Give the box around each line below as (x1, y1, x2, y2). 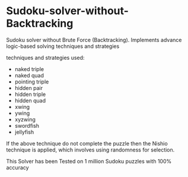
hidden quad (14, 96, 46, 104)
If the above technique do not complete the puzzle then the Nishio (6, 140, 168, 147)
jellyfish (14, 128, 34, 136)
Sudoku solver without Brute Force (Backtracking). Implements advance (6, 36, 182, 43)
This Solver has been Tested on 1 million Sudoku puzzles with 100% (6, 157, 172, 165)
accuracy (6, 164, 29, 171)
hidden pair (14, 84, 43, 91)
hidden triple (14, 91, 46, 98)
